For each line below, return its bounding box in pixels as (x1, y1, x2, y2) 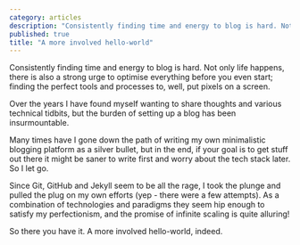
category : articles (9, 12, 82, 22)
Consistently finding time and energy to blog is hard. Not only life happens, (9, 62, 285, 73)
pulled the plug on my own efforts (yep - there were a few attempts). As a (9, 190, 279, 200)
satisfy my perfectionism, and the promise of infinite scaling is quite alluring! (9, 208, 290, 219)
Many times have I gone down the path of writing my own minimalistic (9, 135, 266, 145)
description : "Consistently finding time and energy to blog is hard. (9, 21, 278, 30)
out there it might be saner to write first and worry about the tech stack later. (9, 153, 291, 165)
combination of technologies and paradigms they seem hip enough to (9, 200, 265, 210)
